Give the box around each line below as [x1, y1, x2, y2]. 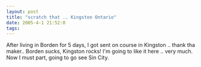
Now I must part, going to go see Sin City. [6, 54, 109, 61]
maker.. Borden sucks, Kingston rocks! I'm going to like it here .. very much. [6, 48, 193, 55]
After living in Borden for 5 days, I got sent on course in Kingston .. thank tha [6, 42, 196, 49]
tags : [6, 25, 20, 31]
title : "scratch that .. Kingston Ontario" [6, 14, 117, 20]
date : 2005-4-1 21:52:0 [6, 20, 66, 25]
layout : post [6, 8, 39, 15]
